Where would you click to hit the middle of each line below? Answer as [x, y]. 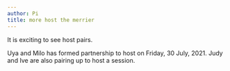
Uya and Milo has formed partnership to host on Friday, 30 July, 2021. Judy [115, 53]
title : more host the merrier [51, 20]
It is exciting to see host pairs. [50, 39]
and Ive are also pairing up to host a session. [71, 60]
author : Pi [23, 13]
